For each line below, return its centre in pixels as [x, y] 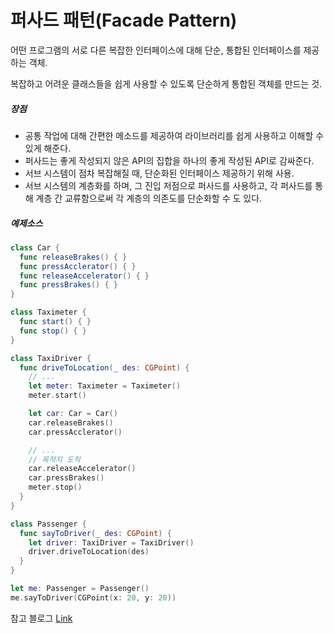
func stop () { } [53, 331]
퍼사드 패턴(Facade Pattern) [124, 20]
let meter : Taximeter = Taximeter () [105, 386]
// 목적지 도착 [54, 459]
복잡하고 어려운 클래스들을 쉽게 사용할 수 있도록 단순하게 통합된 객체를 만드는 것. [166, 83]
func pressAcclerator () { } [78, 266]
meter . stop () [55, 487]
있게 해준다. [48, 148]
